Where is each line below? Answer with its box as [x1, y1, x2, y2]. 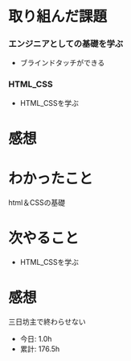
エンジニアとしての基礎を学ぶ [8, 38, 124, 49]
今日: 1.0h [19, 334, 52, 343]
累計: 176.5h [19, 344, 60, 354]
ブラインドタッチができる [19, 58, 105, 68]
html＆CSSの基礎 [8, 197, 66, 207]
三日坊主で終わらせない [8, 317, 86, 326]
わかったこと [8, 170, 94, 188]
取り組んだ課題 [8, 7, 108, 26]
